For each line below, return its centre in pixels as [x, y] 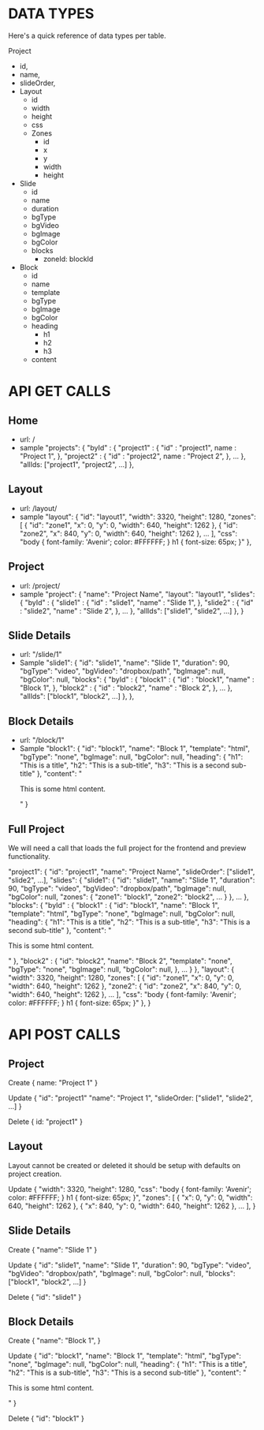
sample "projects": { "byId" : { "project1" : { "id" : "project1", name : [128, 447]
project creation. [35, 1174]
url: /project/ [40, 585]
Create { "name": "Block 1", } [54, 1341]
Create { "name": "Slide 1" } [53, 1249]
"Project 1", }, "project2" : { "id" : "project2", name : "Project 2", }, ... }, [133, 456]
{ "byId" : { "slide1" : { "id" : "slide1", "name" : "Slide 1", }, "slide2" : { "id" [136, 602]
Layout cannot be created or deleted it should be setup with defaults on [125, 1165]
